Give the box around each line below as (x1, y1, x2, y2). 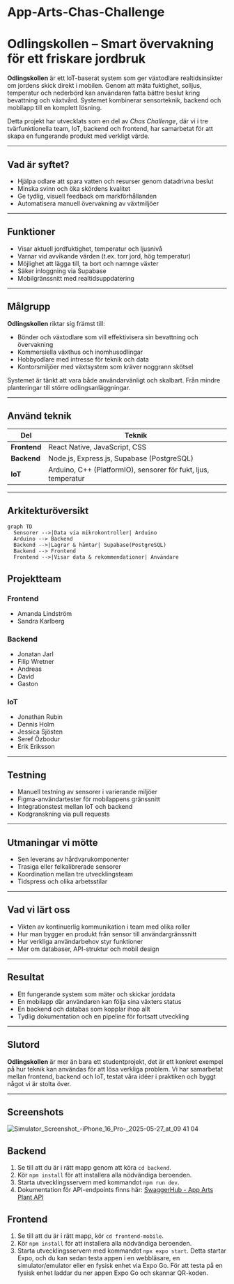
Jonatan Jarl (17, 650, 54, 658)
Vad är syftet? (7, 158, 70, 171)
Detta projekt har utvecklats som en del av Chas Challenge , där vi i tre (7, 117, 209, 125)
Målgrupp (7, 301, 51, 313)
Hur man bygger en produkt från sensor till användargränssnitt (17, 929, 197, 938)
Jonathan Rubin (17, 713, 63, 721)
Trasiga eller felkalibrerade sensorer (17, 863, 121, 871)
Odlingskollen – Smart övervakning (7, 36, 214, 52)
